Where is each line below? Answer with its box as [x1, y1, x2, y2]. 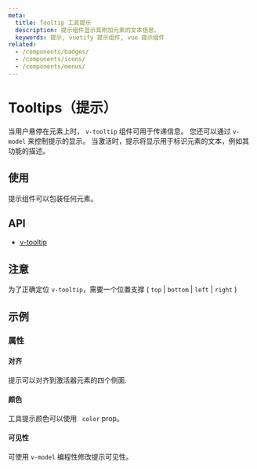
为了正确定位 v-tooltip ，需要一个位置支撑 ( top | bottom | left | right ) [8, 284, 237, 295]
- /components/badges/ [15, 48, 89, 56]
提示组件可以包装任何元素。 [8, 193, 98, 203]
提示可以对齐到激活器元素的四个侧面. [8, 375, 128, 385]
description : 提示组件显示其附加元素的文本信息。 [15, 26, 161, 34]
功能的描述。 [8, 146, 49, 156]
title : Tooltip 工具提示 [15, 19, 92, 27]
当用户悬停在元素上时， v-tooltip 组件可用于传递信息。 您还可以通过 [8, 126, 231, 136]
